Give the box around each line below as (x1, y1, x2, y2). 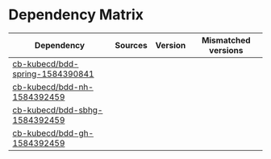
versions (209, 44, 244, 55)
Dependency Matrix (8, 6, 144, 24)
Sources (115, 39, 148, 51)
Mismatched (201, 35, 252, 46)
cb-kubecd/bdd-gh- (12, 127, 94, 138)
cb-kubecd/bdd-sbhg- (12, 104, 103, 116)
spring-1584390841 (12, 68, 94, 79)
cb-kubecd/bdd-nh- (12, 81, 94, 92)
